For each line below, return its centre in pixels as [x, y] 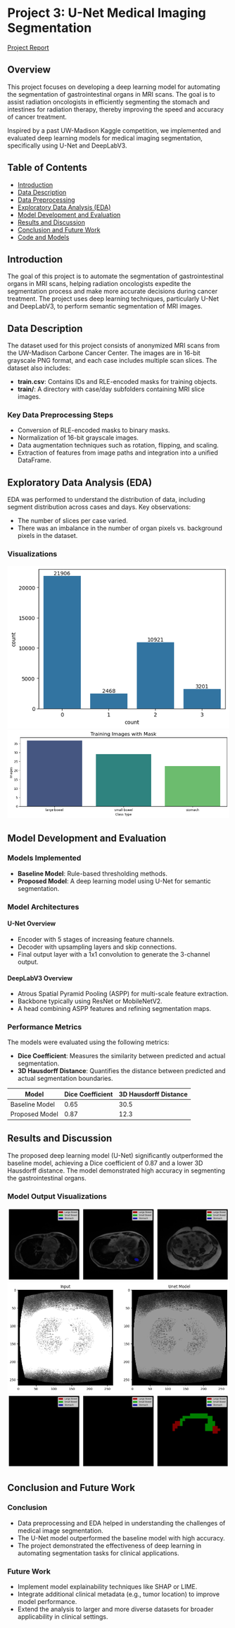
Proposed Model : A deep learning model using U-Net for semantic [114, 881]
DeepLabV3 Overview [40, 978]
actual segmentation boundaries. [65, 1079]
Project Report [28, 47]
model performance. [47, 1602]
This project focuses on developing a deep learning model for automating [114, 87]
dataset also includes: [39, 368]
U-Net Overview [32, 923]
